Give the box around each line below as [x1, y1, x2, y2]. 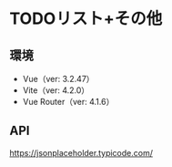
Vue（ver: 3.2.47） [22, 74, 95, 84]
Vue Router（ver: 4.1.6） [22, 97, 115, 107]
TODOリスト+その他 [9, 8, 163, 29]
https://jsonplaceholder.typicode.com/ [9, 147, 153, 158]
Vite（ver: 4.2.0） [22, 85, 90, 96]
